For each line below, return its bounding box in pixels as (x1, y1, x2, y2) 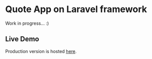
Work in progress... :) (5, 20, 49, 26)
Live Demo (5, 35, 39, 43)
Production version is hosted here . (5, 48, 77, 54)
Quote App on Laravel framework (5, 4, 147, 15)
